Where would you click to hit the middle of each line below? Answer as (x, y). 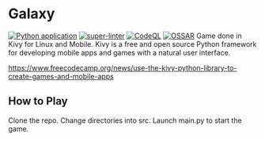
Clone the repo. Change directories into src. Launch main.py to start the (125, 120)
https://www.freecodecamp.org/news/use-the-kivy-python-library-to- (123, 67)
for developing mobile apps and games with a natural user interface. (119, 52)
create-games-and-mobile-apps (61, 76)
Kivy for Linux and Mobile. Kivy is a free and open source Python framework (132, 44)
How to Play (38, 101)
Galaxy (32, 14)
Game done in (220, 36)
